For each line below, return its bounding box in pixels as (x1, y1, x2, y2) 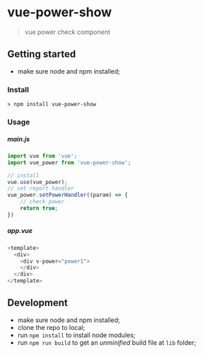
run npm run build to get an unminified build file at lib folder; (17, 338, 197, 347)
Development (7, 297, 69, 309)
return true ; (20, 205, 59, 212)
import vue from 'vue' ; (7, 152, 78, 159)
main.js (7, 135, 30, 143)
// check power (20, 198, 65, 205)
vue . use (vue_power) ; (7, 178, 69, 185)
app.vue (7, 227, 33, 235)
